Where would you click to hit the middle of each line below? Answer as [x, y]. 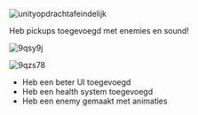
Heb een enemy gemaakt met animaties [95, 101]
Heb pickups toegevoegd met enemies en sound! [99, 31]
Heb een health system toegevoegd [87, 92]
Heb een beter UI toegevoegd [76, 82]
